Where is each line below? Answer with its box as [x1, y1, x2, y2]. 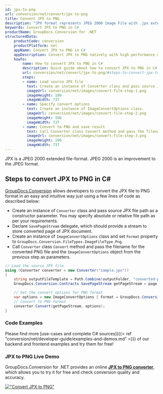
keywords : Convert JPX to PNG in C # [5, 25, 79, 30]
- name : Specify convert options [22, 102, 90, 107]
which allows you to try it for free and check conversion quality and [5, 369, 140, 375]
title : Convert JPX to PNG [5, 16, 60, 21]
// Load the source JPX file [5, 263, 64, 268]
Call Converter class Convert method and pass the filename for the [12, 244, 145, 249]
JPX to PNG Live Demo [5, 353, 60, 360]
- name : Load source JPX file [22, 79, 83, 84]
